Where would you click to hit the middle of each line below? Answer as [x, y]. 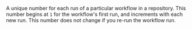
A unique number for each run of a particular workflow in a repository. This [96, 8]
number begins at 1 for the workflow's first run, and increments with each [94, 14]
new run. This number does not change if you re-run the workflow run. [91, 20]
